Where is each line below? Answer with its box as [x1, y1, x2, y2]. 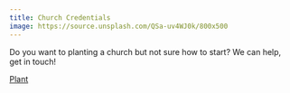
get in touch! [9, 56, 57, 67]
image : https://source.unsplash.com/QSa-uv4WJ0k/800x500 [9, 22, 229, 31]
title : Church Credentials [9, 13, 111, 23]
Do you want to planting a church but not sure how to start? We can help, [9, 46, 282, 57]
